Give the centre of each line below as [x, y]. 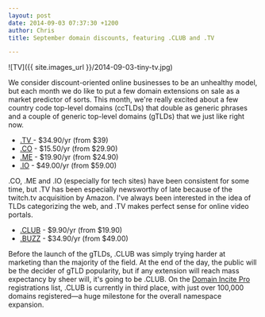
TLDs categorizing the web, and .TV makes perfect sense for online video [129, 207]
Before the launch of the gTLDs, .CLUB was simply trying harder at [117, 254]
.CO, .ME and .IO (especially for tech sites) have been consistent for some [129, 181]
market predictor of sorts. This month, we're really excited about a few [123, 99]
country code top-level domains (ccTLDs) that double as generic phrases [128, 108]
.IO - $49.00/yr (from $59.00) [68, 166]
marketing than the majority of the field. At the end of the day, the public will [132, 262]
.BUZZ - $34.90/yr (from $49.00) [74, 238]
